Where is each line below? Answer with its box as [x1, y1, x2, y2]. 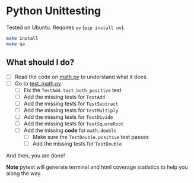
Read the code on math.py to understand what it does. [14, 73, 148, 80]
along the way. [6, 170, 42, 177]
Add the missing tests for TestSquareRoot [23, 120, 124, 127]
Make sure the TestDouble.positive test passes [32, 134, 150, 141]
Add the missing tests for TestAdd [23, 93, 106, 100]
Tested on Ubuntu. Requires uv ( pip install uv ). [6, 24, 126, 31]
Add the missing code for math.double [23, 127, 117, 134]
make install [6, 35, 39, 41]
